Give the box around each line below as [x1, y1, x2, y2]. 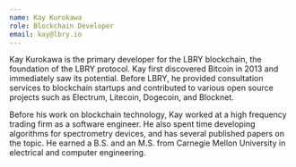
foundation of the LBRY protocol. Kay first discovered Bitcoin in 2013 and [9, 63, 279, 74]
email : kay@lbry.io [9, 29, 83, 38]
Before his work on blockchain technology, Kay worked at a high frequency [9, 109, 287, 121]
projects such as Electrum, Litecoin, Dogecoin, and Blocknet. [9, 92, 235, 103]
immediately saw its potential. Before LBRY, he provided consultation [9, 73, 264, 84]
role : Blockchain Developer [9, 21, 115, 30]
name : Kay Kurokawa [9, 13, 83, 22]
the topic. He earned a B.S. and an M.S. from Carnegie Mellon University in [9, 138, 286, 148]
